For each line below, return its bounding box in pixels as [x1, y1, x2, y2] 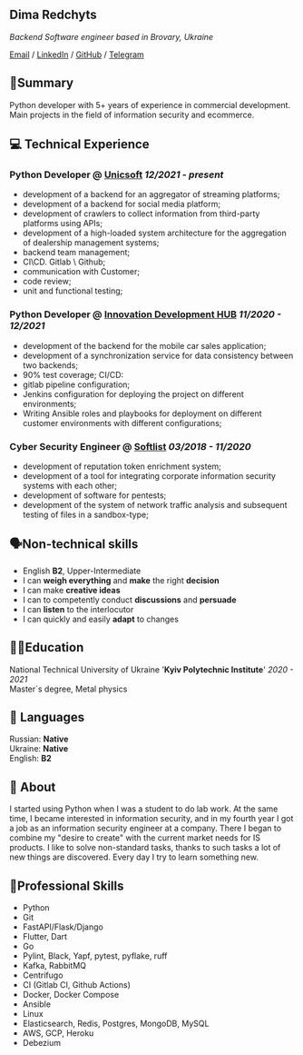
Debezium [22, 1037, 62, 1048]
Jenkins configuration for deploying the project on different [22, 388, 245, 399]
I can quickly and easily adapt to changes [22, 613, 180, 624]
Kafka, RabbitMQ [22, 960, 87, 970]
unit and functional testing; [22, 285, 123, 296]
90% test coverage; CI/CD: [22, 369, 124, 380]
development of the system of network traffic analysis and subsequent [22, 499, 288, 510]
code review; [22, 276, 72, 287]
